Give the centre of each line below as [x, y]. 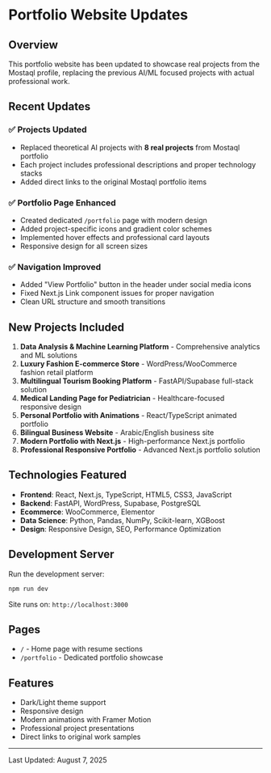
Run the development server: [56, 574]
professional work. [39, 81]
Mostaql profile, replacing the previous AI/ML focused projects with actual [131, 73]
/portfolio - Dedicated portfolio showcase [92, 657]
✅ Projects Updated [48, 129]
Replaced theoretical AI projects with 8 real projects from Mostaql [130, 147]
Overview [33, 45]
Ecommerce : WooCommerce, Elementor [88, 512]
